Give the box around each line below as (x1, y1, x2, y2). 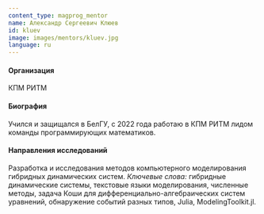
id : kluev (8, 26, 41, 34)
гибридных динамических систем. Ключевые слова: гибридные (8, 171, 227, 181)
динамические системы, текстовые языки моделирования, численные (8, 180, 249, 189)
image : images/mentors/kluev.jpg (8, 33, 119, 42)
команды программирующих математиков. (8, 128, 156, 137)
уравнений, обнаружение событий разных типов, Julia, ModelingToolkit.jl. (8, 197, 256, 206)
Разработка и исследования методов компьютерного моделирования (8, 163, 247, 173)
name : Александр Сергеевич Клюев (8, 19, 119, 27)
